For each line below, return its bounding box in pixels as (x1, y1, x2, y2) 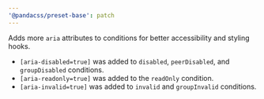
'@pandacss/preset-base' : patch (8, 11, 115, 20)
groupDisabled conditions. (19, 64, 104, 75)
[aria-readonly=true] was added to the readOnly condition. (19, 73, 214, 82)
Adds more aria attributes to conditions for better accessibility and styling (8, 33, 251, 42)
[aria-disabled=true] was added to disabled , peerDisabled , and (19, 57, 230, 66)
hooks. (8, 41, 31, 51)
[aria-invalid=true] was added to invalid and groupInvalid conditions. (19, 82, 257, 91)
